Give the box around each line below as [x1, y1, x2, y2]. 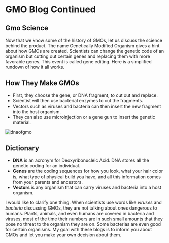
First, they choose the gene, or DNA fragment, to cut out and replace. [12, 92, 158, 98]
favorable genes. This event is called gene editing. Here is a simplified [5, 59, 152, 64]
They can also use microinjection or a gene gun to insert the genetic [12, 114, 156, 120]
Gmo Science [5, 24, 49, 32]
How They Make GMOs [5, 79, 80, 87]
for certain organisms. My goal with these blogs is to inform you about [5, 226, 152, 232]
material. [12, 119, 31, 125]
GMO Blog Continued [5, 4, 96, 15]
